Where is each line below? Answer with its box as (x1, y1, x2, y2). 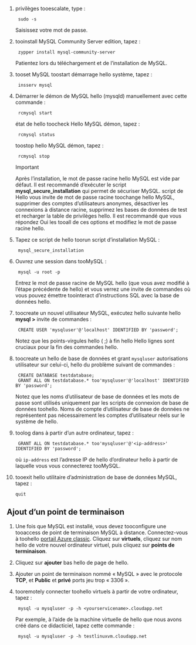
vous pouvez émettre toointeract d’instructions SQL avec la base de (15, 292, 180, 298)
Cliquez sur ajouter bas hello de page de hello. (15, 559, 129, 566)
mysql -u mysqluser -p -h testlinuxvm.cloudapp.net (18, 633, 147, 639)
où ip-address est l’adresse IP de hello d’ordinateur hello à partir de (15, 456, 178, 463)
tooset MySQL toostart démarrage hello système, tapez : (15, 71, 153, 78)
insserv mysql (18, 82, 53, 88)
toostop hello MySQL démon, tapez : (15, 142, 104, 149)
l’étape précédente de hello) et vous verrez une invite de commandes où (15, 286, 191, 293)
